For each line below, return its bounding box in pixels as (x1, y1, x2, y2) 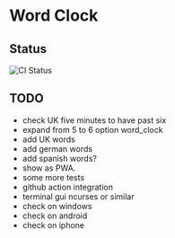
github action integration (22, 181, 114, 192)
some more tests (22, 172, 85, 182)
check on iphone (22, 219, 85, 230)
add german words (22, 143, 92, 154)
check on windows (22, 200, 92, 211)
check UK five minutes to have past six (22, 114, 167, 126)
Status (9, 41, 48, 57)
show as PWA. (22, 163, 76, 173)
